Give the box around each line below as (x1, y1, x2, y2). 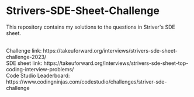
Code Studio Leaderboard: (6, 72, 70, 79)
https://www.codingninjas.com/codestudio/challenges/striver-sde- (6, 78, 167, 85)
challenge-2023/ (6, 53, 47, 60)
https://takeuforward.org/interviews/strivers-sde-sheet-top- (43, 60, 189, 67)
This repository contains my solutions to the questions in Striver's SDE (6, 23, 175, 30)
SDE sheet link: (6, 60, 43, 67)
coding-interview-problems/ (6, 65, 74, 72)
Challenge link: (6, 47, 42, 54)
